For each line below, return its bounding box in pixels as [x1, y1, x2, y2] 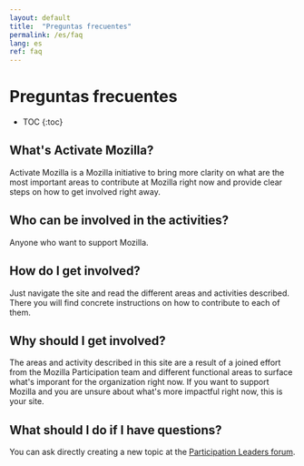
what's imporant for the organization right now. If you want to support [9, 377, 270, 388]
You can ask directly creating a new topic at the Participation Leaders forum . [9, 447, 296, 458]
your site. [9, 396, 44, 407]
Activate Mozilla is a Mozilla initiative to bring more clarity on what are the [9, 167, 285, 177]
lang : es [9, 38, 43, 48]
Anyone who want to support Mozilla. [9, 237, 149, 248]
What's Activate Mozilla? [9, 143, 154, 158]
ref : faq [9, 47, 43, 56]
